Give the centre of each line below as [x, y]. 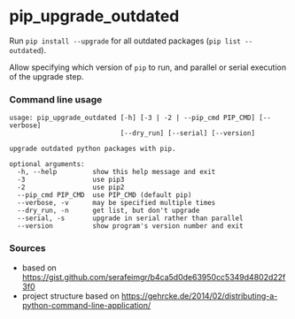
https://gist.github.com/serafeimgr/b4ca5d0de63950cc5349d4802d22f [154, 277]
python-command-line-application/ [86, 305]
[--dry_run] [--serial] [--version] [187, 133]
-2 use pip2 [71, 187]
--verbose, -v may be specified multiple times [116, 203]
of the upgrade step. [47, 76]
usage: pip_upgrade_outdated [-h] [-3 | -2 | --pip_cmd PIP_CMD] [132, 118]
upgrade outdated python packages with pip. [93, 149]
